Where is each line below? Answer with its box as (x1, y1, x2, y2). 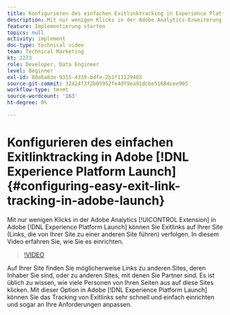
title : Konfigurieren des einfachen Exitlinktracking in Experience (7, 10, 207, 17)
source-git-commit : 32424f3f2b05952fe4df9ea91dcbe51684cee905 (7, 80, 188, 87)
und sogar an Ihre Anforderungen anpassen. (7, 300, 132, 308)
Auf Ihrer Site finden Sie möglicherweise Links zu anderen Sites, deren (7, 264, 207, 272)
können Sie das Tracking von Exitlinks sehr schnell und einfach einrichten (7, 292, 214, 301)
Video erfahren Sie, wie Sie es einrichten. (7, 237, 124, 245)
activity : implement (7, 36, 66, 42)
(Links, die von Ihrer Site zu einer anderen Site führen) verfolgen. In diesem (7, 230, 219, 238)
